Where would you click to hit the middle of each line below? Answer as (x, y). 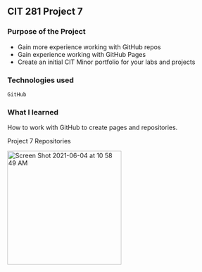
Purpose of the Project (46, 32)
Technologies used (40, 80)
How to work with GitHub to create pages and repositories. (93, 128)
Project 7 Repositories (39, 141)
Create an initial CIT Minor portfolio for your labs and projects (106, 62)
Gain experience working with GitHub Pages (82, 54)
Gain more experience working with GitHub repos (89, 47)
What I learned (33, 112)
